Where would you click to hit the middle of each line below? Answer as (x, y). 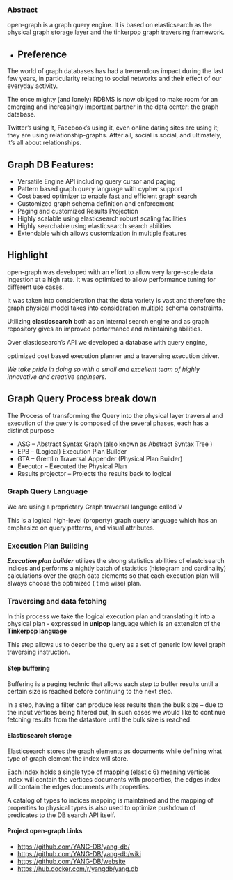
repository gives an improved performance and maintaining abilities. (105, 329)
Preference (42, 54)
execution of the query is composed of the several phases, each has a (108, 423)
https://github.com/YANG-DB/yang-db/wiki (79, 854)
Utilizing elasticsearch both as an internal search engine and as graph (108, 321)
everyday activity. (32, 86)
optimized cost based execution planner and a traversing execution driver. (113, 356)
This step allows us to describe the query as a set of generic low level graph (116, 645)
